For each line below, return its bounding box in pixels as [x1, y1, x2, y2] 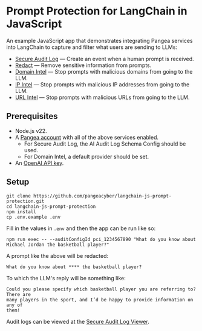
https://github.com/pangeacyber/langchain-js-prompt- [33, 193, 172, 199]
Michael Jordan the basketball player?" [6, 242, 110, 248]
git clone [6, 193, 31, 199]
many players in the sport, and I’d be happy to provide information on [6, 297, 194, 303]
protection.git [6, 198, 45, 204]
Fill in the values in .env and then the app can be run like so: [6, 225, 156, 232]
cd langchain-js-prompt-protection [6, 204, 96, 210]
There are [6, 291, 31, 297]
